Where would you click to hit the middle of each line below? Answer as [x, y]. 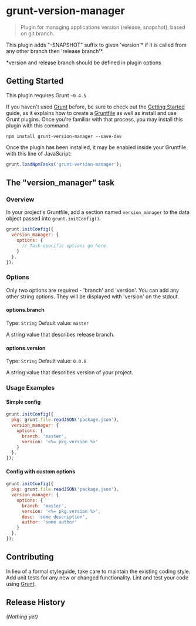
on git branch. [37, 33]
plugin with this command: [38, 126]
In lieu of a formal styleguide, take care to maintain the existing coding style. [98, 571]
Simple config [23, 401]
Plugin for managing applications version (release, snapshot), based [103, 27]
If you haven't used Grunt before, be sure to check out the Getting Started [95, 107]
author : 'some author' [49, 522]
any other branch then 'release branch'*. [55, 51]
